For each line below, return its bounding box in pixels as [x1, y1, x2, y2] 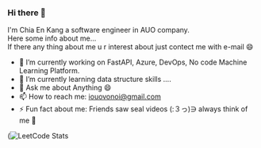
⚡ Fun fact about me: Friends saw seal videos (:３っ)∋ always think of [18, 104, 248, 114]
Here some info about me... [7, 33, 97, 43]
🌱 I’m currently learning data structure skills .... [18, 75, 171, 84]
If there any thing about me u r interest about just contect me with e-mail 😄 [7, 42, 254, 52]
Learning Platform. [18, 66, 80, 76]
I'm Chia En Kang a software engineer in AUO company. [7, 25, 190, 35]
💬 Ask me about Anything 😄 [18, 83, 112, 92]
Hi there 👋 [7, 7, 47, 18]
